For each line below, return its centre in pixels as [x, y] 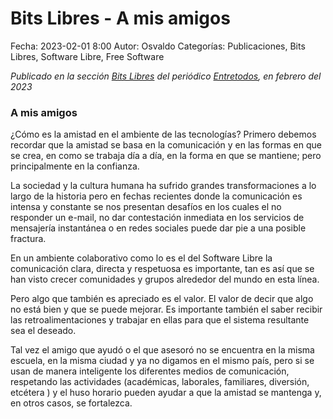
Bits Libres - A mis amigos [120, 18]
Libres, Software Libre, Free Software [87, 56]
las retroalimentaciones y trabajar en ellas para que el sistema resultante [160, 320]
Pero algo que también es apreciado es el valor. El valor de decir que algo [162, 299]
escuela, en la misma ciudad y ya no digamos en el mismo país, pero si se [162, 361]
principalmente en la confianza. [75, 166]
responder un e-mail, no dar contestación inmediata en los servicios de [157, 218]
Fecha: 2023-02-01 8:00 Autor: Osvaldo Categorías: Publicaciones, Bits [158, 46]
